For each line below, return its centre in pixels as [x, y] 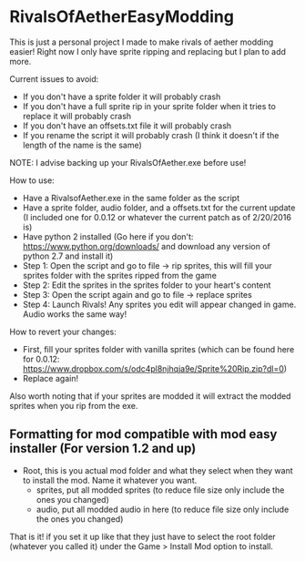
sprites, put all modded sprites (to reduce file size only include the [160, 490]
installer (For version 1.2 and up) [103, 449]
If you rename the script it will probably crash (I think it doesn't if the [151, 135]
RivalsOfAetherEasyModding [122, 17]
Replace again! [51, 378]
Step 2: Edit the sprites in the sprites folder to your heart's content [147, 285]
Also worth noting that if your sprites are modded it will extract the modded [150, 396]
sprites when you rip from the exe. [74, 405]
